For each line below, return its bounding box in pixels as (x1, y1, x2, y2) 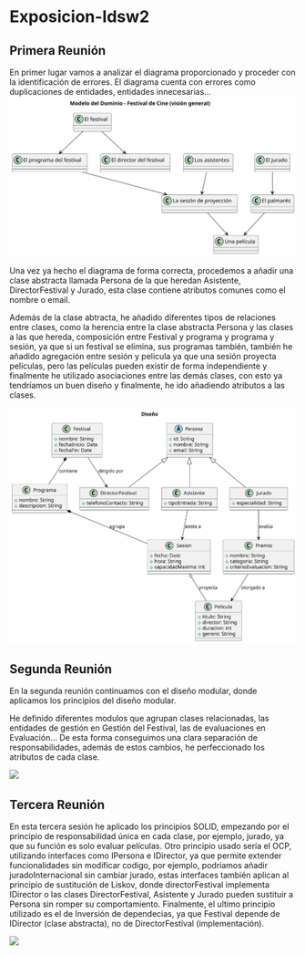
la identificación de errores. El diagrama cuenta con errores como (9, 77, 257, 88)
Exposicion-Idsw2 (9, 6, 150, 27)
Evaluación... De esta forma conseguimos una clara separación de (9, 732, 258, 743)
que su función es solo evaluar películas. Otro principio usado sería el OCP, (9, 841, 292, 852)
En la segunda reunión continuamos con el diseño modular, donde (9, 686, 258, 697)
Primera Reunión (9, 43, 107, 58)
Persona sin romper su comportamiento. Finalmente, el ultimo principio (9, 898, 276, 909)
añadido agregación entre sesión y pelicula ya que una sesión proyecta (9, 351, 277, 362)
